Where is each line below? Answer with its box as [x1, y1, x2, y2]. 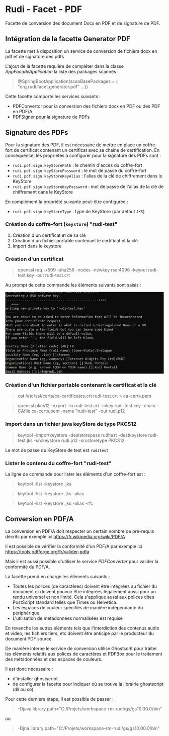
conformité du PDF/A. [5, 564, 50, 570]
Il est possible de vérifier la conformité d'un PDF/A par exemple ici [5, 543, 142, 549]
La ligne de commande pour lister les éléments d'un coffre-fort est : [5, 471, 146, 477]
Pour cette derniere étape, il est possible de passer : [5, 696, 114, 702]
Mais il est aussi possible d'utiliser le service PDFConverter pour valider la [5, 558, 158, 564]
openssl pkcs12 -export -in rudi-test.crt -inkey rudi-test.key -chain [17, 403, 156, 409]
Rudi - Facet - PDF [5, 4, 82, 15]
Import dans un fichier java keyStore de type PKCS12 [5, 421, 137, 428]
